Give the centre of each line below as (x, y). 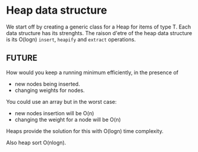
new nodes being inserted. (47, 84)
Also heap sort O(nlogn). (36, 142)
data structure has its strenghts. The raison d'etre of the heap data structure (99, 33)
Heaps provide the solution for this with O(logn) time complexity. (85, 131)
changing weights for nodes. (49, 90)
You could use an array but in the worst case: (61, 102)
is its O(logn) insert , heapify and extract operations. (71, 39)
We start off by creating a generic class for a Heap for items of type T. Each (99, 27)
